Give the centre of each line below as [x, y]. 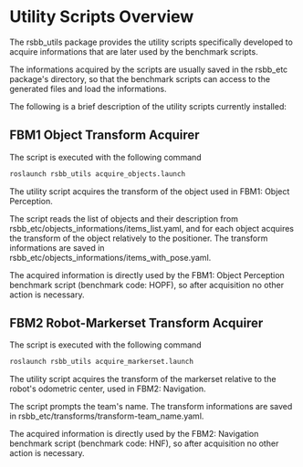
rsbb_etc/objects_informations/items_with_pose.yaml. [110, 257]
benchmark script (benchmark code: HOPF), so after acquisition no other [147, 285]
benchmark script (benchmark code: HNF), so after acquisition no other [144, 443]
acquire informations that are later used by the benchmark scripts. [134, 51]
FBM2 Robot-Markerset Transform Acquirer [136, 323]
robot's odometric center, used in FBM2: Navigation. [108, 389]
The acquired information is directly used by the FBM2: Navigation [134, 434]
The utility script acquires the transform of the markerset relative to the [143, 379]
